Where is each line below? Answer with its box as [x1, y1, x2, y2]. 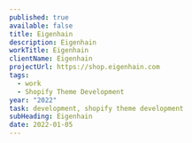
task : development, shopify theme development [9, 104, 184, 113]
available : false [9, 21, 73, 30]
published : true [9, 12, 69, 22]
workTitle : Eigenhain [9, 46, 89, 55]
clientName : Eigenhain [9, 54, 93, 63]
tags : [9, 71, 29, 80]
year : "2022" [9, 95, 58, 105]
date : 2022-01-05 [9, 121, 73, 130]
